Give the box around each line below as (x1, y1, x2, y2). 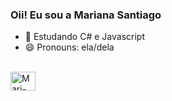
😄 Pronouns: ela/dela (24, 41, 115, 53)
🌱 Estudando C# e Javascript (24, 31, 145, 43)
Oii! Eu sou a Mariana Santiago (10, 8, 162, 22)
